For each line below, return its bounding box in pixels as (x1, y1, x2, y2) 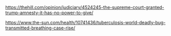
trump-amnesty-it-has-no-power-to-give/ (5, 10, 94, 16)
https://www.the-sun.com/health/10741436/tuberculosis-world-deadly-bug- (5, 20, 166, 25)
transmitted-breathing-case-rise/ (5, 25, 75, 31)
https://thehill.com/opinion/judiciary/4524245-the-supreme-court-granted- (5, 5, 165, 10)
